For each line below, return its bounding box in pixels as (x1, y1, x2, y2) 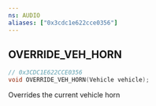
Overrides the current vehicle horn (8, 90, 121, 100)
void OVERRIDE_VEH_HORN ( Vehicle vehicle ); (8, 76, 150, 84)
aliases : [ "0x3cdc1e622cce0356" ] (8, 19, 118, 27)
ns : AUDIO (8, 11, 41, 20)
